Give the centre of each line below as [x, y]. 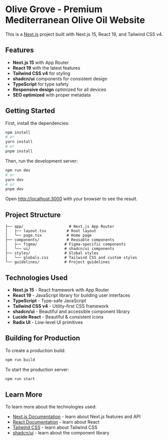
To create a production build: [36, 350]
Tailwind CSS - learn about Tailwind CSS [55, 427]
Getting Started [30, 111]
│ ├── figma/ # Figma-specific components [65, 244]
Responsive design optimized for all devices [59, 89]
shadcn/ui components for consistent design [60, 78]
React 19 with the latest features [46, 68]
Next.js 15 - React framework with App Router [61, 290]
